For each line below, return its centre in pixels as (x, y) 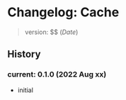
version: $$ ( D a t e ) (51, 32)
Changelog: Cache (63, 12)
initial (25, 90)
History (24, 54)
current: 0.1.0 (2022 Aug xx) (57, 74)
